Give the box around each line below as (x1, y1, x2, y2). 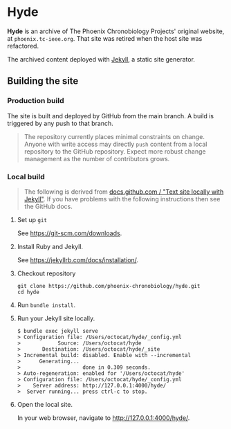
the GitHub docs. (24, 202, 73, 210)
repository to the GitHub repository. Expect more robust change (24, 147, 206, 156)
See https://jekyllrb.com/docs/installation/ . (17, 255, 139, 264)
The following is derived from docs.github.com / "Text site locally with (24, 188, 224, 196)
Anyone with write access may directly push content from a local (24, 140, 207, 148)
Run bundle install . (17, 300, 76, 309)
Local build (7, 172, 45, 181)
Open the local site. (17, 400, 73, 408)
